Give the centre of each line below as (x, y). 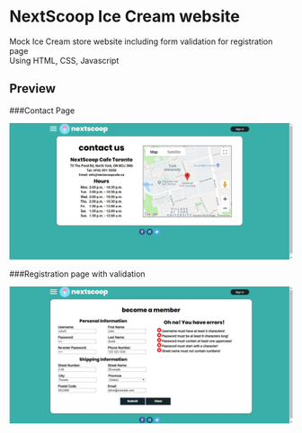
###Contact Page (42, 110)
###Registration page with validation (77, 274)
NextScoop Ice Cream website (124, 17)
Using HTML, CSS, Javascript (64, 60)
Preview (33, 88)
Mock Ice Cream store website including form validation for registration (141, 41)
